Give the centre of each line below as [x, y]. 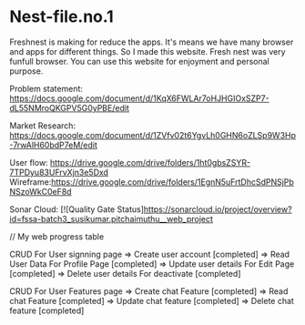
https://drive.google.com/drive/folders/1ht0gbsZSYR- [150, 162]
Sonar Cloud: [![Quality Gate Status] [76, 209]
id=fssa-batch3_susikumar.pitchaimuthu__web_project [112, 218]
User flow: [29, 162]
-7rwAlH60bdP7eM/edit [54, 145]
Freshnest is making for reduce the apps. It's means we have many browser [152, 42]
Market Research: [42, 126]
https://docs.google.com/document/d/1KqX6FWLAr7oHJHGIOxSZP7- [140, 98]
